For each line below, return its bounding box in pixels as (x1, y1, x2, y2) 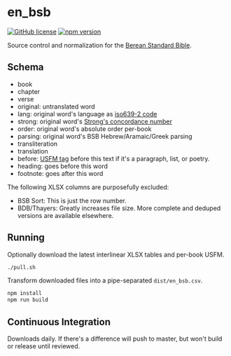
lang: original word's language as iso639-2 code (17, 109, 157, 118)
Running (7, 232, 45, 244)
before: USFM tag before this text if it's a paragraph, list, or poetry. (17, 154, 210, 163)
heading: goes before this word (17, 162, 108, 170)
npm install (7, 290, 42, 297)
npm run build (7, 296, 49, 303)
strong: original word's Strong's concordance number (17, 117, 173, 125)
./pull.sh (7, 263, 36, 271)
